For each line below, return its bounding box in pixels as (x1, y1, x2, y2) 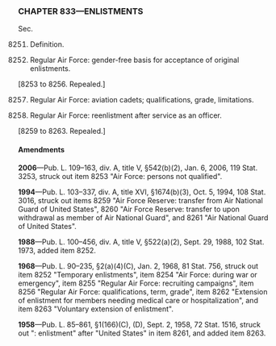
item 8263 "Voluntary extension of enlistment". (18, 304, 174, 314)
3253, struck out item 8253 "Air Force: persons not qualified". (18, 171, 223, 181)
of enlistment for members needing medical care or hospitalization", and (18, 295, 258, 305)
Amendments (18, 144, 65, 154)
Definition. (29, 40, 65, 49)
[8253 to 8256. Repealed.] (18, 79, 106, 90)
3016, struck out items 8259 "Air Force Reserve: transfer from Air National (18, 195, 264, 205)
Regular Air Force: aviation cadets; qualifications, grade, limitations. (29, 95, 254, 105)
